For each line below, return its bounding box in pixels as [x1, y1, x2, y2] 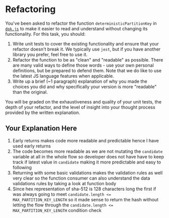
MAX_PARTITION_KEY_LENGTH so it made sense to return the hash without [12, 196, 159, 202]
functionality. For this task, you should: [5, 31, 86, 37]
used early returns [12, 143, 51, 149]
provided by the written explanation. [5, 110, 81, 116]
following [12, 164, 32, 170]
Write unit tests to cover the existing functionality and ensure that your [12, 40, 159, 46]
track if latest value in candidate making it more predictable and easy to [12, 159, 161, 165]
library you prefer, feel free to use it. [12, 51, 88, 58]
